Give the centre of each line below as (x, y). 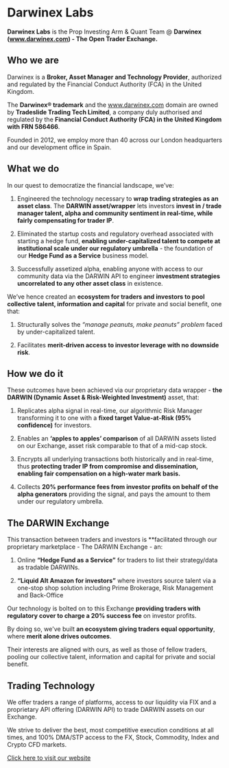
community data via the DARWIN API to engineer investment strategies (119, 276)
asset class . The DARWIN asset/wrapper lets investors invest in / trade (119, 206)
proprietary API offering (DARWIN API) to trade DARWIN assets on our (106, 709)
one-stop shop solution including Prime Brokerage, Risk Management (115, 588)
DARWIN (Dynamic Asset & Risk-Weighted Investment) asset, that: (103, 397)
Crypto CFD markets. (37, 744)
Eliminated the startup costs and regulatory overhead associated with (115, 234)
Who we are (33, 61)
